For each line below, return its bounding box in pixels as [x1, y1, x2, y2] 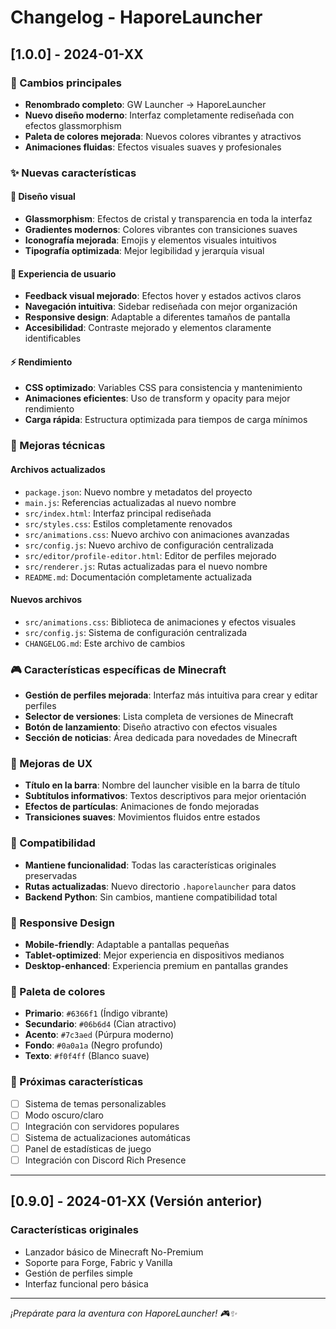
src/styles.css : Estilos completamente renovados [24, 517, 233, 530]
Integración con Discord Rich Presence [24, 1154, 187, 1166]
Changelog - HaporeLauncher [10, 6, 263, 29]
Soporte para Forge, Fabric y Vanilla [24, 1256, 173, 1268]
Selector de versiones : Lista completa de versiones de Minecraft [24, 711, 294, 723]
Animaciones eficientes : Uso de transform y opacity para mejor [24, 392, 291, 405]
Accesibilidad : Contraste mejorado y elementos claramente [24, 322, 272, 334]
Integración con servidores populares [24, 1120, 180, 1132]
